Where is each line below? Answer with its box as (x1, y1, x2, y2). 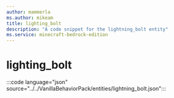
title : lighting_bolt (6, 20, 62, 26)
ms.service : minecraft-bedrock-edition (6, 32, 108, 38)
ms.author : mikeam (6, 15, 53, 21)
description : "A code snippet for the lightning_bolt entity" (6, 26, 168, 32)
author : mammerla (6, 9, 51, 15)
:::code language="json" (6, 78, 68, 86)
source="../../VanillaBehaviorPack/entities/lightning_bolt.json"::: (6, 85, 167, 92)
